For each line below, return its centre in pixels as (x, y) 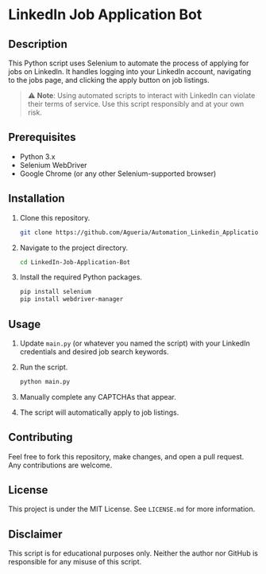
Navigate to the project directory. (74, 248)
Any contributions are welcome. (60, 465)
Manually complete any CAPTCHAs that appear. (98, 396)
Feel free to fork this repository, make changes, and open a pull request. (126, 456)
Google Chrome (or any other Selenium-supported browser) (118, 174)
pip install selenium (55, 292)
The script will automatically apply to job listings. (99, 412)
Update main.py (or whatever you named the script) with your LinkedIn (135, 343)
